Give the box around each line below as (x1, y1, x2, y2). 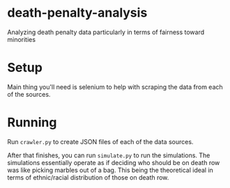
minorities (7, 35, 36, 43)
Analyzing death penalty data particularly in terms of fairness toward (7, 28, 205, 36)
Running (7, 115, 57, 130)
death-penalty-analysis (7, 5, 148, 21)
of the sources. (7, 90, 51, 98)
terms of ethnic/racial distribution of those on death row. (7, 173, 169, 182)
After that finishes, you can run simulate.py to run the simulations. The (7, 151, 210, 159)
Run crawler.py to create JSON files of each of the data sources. (7, 137, 194, 146)
